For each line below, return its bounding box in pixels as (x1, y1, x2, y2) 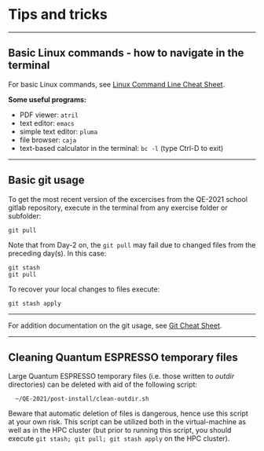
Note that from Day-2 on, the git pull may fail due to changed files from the (8, 240, 256, 249)
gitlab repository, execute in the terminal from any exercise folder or (8, 203, 228, 212)
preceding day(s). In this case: (8, 248, 107, 258)
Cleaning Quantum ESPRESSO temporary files (8, 350, 238, 364)
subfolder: (8, 211, 42, 221)
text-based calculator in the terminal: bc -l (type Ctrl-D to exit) (19, 143, 224, 152)
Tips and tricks (8, 5, 108, 24)
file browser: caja (19, 135, 77, 145)
